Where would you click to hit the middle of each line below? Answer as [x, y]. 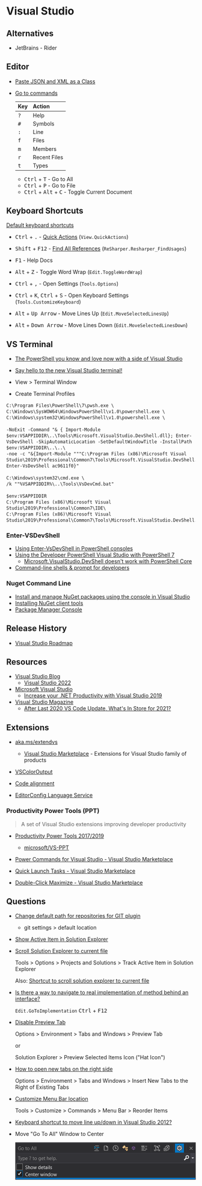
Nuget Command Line [39, 584]
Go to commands [36, 93]
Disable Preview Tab [40, 1022]
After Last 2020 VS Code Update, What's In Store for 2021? [97, 709]
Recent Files [48, 157]
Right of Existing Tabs [42, 1087]
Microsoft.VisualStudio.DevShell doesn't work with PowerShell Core [108, 561]
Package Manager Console [48, 609]
